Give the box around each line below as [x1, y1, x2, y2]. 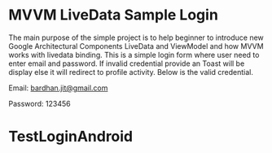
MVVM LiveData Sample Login [8, 6, 218, 24]
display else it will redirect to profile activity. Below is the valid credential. [8, 67, 254, 76]
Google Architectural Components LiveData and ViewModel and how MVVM [8, 41, 264, 50]
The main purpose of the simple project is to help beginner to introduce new [8, 33, 265, 42]
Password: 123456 [8, 98, 71, 108]
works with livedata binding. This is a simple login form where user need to [8, 50, 260, 59]
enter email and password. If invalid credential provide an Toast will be [8, 59, 245, 68]
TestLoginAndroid [8, 128, 134, 146]
